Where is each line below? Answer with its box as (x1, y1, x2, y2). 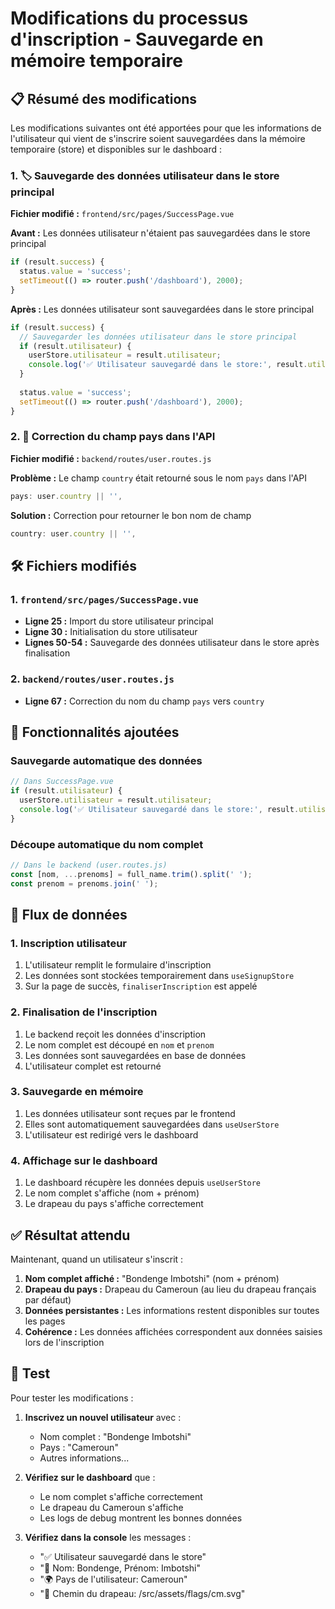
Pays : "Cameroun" (39, 1441, 119, 1453)
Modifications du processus (10, 7, 249, 30)
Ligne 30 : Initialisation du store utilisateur (24, 626, 198, 638)
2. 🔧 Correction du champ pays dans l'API (10, 430, 216, 444)
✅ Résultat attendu (10, 1227, 131, 1244)
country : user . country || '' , (10, 528, 137, 539)
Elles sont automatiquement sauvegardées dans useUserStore (24, 1118, 280, 1130)
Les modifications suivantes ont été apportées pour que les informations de (10, 122, 322, 134)
